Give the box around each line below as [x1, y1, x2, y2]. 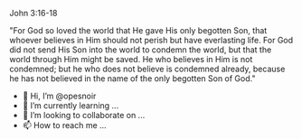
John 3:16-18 [9, 8, 58, 18]
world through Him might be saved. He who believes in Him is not [9, 54, 253, 64]
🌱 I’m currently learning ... [22, 100, 119, 111]
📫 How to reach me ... [22, 120, 107, 130]
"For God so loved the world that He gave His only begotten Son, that [9, 25, 268, 35]
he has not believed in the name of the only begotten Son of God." [9, 73, 256, 84]
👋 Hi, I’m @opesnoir [22, 90, 97, 101]
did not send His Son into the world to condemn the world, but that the [9, 44, 272, 55]
